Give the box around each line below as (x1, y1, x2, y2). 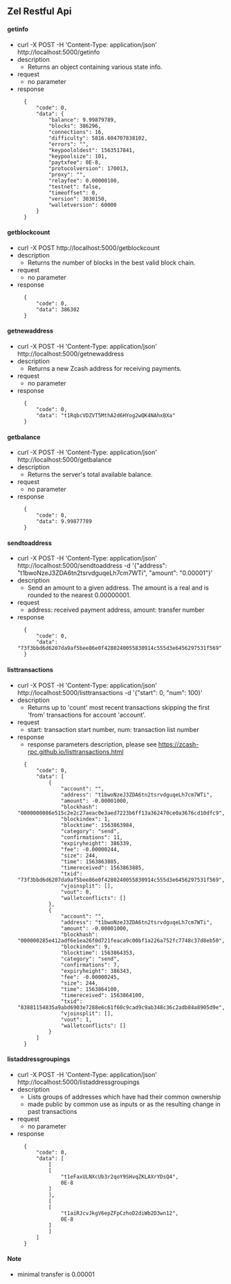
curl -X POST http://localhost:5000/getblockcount (17, 243, 160, 252)
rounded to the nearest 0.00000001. (27, 591, 131, 599)
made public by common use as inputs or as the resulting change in (27, 1100, 221, 1108)
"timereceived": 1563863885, (61, 864, 145, 871)
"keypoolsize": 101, (48, 153, 108, 160)
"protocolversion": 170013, (48, 165, 129, 172)
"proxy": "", (48, 171, 86, 178)
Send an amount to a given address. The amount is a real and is (27, 583, 210, 592)
